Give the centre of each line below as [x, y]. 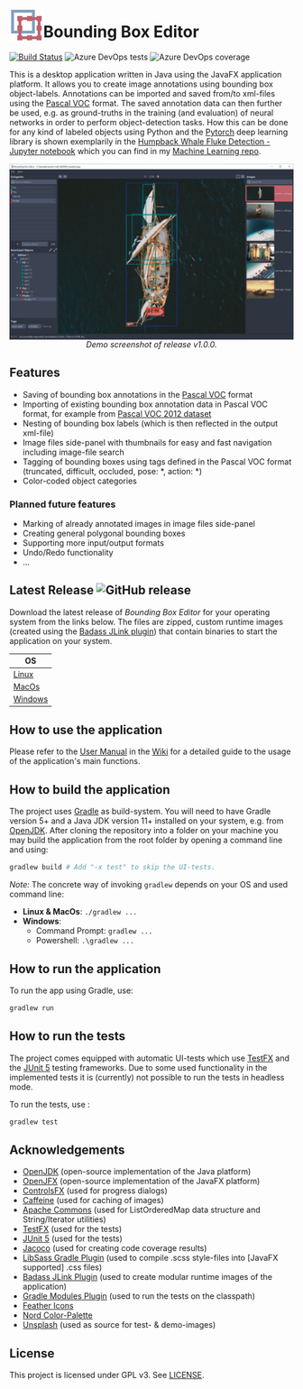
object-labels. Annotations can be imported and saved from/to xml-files [142, 93]
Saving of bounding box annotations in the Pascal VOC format [138, 394]
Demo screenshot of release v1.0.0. [151, 344]
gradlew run [32, 1008]
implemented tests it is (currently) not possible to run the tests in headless [147, 1077]
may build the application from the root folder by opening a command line [146, 840]
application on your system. [61, 640]
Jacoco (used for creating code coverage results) [115, 1248]
